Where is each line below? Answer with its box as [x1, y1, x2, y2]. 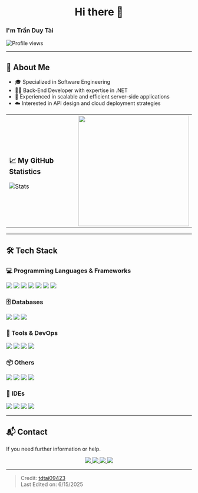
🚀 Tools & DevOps [6, 329, 58, 337]
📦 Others [6, 358, 35, 366]
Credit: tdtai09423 [20, 474, 66, 481]
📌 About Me [6, 62, 50, 73]
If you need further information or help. [6, 445, 101, 452]
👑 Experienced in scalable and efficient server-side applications [14, 93, 170, 100]
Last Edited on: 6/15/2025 [20, 481, 84, 488]
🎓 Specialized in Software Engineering [14, 78, 111, 86]
